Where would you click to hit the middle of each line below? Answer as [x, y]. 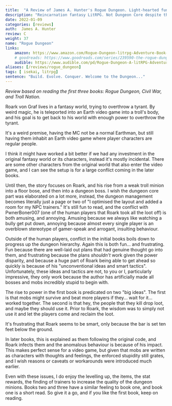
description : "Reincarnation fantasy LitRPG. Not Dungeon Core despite [83, 15]
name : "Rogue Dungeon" [29, 44]
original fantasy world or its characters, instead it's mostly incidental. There [85, 159]
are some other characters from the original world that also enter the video [84, 164]
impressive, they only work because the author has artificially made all [80, 276]
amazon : [23, 53]
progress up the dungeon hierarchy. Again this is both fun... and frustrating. [85, 244]
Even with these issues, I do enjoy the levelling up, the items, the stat [78, 376]
